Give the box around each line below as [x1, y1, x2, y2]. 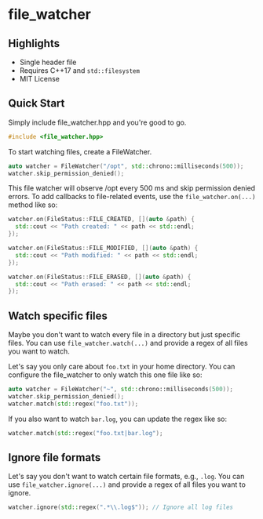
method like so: [8, 200, 58, 209]
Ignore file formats [8, 451, 101, 464]
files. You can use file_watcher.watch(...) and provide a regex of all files [8, 339, 249, 348]
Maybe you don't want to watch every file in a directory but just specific [8, 330, 241, 339]
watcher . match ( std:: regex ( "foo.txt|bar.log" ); [8, 429, 163, 437]
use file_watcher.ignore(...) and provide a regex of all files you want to [8, 480, 246, 489]
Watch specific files [8, 309, 108, 322]
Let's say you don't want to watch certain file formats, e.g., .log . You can [8, 472, 245, 481]
